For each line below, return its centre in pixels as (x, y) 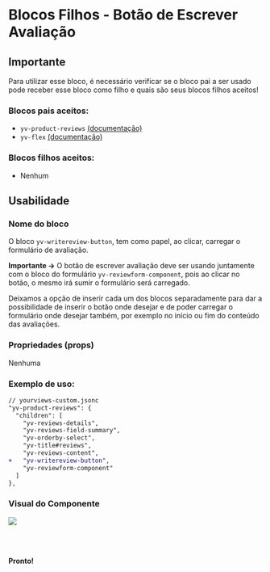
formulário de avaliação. (48, 250)
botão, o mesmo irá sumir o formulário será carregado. (100, 283)
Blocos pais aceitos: (49, 111)
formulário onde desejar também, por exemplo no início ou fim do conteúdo (134, 316)
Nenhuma (25, 363)
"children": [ (39, 415)
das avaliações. (34, 324)
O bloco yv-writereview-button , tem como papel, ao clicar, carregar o (125, 242)
